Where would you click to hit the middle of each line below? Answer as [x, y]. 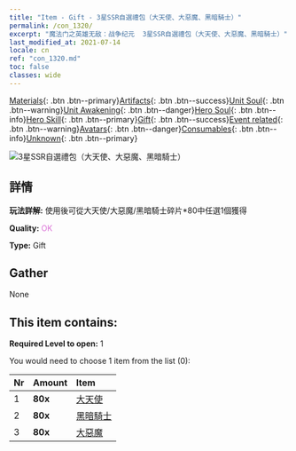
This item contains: [63, 322]
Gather [29, 273]
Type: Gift [27, 245]
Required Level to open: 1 [56, 344]
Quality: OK [31, 228]
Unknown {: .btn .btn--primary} [82, 138]
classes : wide [35, 75]
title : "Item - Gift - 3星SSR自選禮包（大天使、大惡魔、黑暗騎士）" [125, 17]
